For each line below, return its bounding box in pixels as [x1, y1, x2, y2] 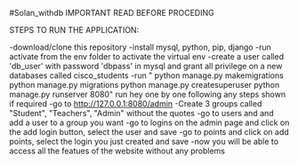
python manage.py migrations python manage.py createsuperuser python [9, 80, 280, 90]
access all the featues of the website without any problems [9, 145, 225, 156]
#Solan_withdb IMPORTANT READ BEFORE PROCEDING [9, 8, 215, 18]
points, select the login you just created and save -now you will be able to [9, 137, 278, 146]
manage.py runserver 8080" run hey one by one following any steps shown [9, 89, 286, 99]
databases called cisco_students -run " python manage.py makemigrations [9, 70, 285, 81]
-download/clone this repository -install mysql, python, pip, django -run [9, 42, 271, 52]
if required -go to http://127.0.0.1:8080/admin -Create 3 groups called [9, 98, 262, 109]
